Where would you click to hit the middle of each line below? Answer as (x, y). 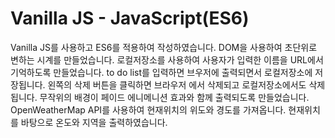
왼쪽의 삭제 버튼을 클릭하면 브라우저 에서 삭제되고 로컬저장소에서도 (177, 84)
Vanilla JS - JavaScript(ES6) (130, 18)
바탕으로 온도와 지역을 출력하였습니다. (94, 122)
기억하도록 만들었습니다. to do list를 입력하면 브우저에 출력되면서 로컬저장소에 (161, 72)
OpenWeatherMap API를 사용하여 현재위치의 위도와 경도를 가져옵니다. (148, 109)
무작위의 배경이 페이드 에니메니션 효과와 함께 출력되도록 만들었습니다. (174, 97)
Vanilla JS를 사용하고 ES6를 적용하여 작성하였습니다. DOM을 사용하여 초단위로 (164, 47)
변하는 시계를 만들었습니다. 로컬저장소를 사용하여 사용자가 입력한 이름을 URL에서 (167, 59)
